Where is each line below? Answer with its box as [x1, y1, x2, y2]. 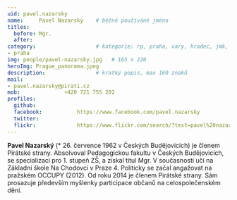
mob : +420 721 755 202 [7, 89, 115, 96]
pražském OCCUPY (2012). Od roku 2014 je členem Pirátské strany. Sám [7, 170, 218, 180]
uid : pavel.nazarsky [7, 10, 68, 18]
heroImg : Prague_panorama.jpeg [7, 63, 99, 70]
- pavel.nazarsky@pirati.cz [7, 82, 90, 89]
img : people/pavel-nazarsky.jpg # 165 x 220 [7, 56, 147, 63]
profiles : [7, 96, 37, 103]
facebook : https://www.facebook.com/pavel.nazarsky [13, 108, 200, 115]
